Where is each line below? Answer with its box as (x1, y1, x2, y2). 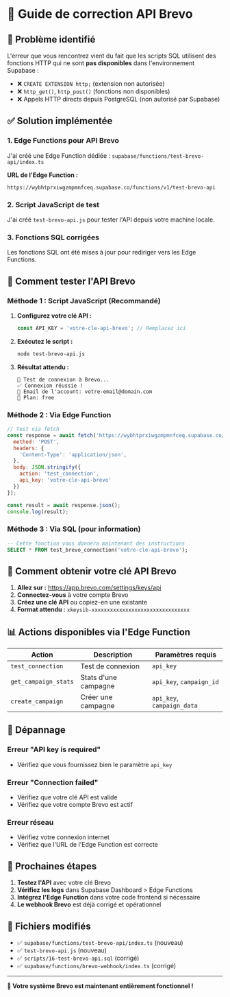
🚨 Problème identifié (7, 34, 96, 45)
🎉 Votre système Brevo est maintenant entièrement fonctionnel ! (7, 981, 194, 990)
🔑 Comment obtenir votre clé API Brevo (7, 565, 177, 577)
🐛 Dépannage (7, 724, 66, 736)
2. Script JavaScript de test (7, 200, 100, 209)
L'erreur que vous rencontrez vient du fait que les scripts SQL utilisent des (7, 51, 217, 60)
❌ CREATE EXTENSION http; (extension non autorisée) (16, 80, 166, 88)
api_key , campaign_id (151, 677, 219, 687)
